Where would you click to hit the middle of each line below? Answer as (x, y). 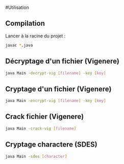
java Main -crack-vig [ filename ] (41, 128)
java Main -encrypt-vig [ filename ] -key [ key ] (56, 101)
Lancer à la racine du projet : (35, 36)
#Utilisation (17, 7)
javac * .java (19, 45)
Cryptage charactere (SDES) (52, 145)
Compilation (25, 23)
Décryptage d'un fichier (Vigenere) (63, 61)
